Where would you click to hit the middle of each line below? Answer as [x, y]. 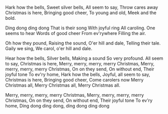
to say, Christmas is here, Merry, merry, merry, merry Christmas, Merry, [80, 64]
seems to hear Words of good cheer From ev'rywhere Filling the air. [76, 33]
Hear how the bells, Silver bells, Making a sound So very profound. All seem [84, 58]
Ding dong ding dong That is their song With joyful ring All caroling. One [80, 28]
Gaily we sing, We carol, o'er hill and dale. [49, 48]
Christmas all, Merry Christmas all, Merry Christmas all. [63, 85]
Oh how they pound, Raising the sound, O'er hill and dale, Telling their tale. [83, 43]
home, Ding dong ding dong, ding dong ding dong [57, 106]
